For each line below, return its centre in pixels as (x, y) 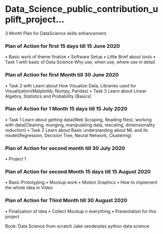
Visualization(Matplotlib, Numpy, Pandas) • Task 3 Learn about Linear (76, 91)
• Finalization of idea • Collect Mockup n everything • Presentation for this (81, 211)
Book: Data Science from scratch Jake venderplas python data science (77, 226)
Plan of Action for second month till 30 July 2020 (65, 148)
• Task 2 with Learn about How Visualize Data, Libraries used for (71, 85)
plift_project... (35, 19)
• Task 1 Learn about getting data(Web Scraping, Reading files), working (78, 119)
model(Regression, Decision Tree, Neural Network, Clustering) (68, 135)
